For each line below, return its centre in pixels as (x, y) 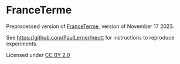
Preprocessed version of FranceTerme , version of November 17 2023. (90, 26)
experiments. (22, 44)
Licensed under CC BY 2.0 (38, 55)
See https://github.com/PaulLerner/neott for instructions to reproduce (90, 37)
